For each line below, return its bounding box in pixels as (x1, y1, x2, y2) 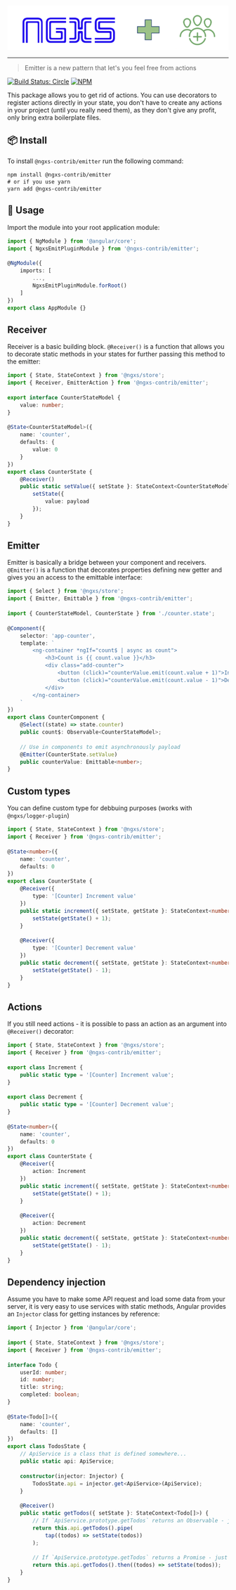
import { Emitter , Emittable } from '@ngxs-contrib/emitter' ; (7, 595, 193, 603)
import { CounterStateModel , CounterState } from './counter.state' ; (7, 610, 216, 617)
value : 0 (32, 446, 58, 454)
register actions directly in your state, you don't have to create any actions (7, 98, 223, 107)
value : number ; (20, 402, 65, 409)
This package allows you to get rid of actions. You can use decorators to (7, 91, 217, 100)
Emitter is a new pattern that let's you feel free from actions (24, 64, 197, 72)
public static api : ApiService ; (20, 1458, 114, 1465)
